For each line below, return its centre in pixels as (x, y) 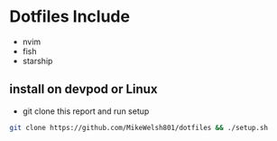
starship (37, 61)
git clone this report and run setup (86, 111)
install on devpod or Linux (83, 89)
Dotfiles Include (70, 17)
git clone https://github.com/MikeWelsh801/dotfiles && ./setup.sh (139, 127)
